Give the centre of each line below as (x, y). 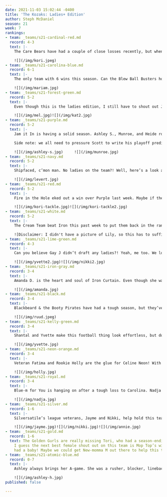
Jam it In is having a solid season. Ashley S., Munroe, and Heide (85, 134)
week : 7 (13, 28)
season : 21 (16, 24)
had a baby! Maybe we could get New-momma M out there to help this (86, 450)
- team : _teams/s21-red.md (33, 184)
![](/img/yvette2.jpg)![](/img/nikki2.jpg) (60, 262)
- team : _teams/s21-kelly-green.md (42, 322)
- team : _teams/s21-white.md (35, 212)
